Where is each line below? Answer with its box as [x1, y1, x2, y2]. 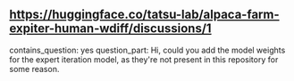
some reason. [9, 63, 60, 74]
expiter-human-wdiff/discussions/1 [9, 21, 212, 36]
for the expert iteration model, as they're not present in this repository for [9, 53, 279, 65]
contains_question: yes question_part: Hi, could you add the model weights [9, 45, 286, 55]
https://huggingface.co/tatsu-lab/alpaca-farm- [9, 7, 280, 22]
